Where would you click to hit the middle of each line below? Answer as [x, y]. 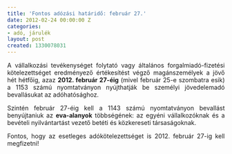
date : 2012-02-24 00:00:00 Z [49, 20]
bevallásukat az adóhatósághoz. [53, 95]
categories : [24, 26]
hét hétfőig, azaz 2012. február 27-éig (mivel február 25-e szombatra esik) [116, 80]
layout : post [26, 39]
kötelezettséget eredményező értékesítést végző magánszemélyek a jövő [116, 73]
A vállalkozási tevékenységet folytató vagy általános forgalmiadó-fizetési [116, 65]
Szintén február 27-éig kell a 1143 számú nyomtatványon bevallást [116, 108]
